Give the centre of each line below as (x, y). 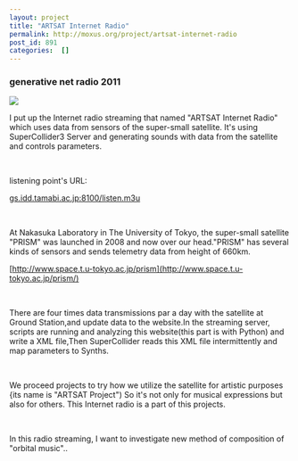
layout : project (39, 17)
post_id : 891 (33, 42)
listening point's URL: (48, 181)
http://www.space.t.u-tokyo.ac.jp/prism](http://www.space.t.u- (128, 269)
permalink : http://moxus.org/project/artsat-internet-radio (124, 34)
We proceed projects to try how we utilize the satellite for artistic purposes (146, 385)
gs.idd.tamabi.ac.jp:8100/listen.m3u (75, 198)
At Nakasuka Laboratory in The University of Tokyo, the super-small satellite (149, 233)
